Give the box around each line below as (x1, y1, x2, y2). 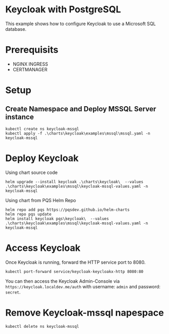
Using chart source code (5, 169, 58, 175)
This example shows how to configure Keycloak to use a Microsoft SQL (5, 21, 156, 27)
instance (5, 113, 34, 122)
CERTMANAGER (12, 66, 48, 72)
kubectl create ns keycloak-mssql (5, 126, 80, 131)
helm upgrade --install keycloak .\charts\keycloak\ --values (5, 179, 144, 184)
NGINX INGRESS (12, 61, 48, 67)
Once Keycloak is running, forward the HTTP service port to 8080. (5, 259, 146, 265)
